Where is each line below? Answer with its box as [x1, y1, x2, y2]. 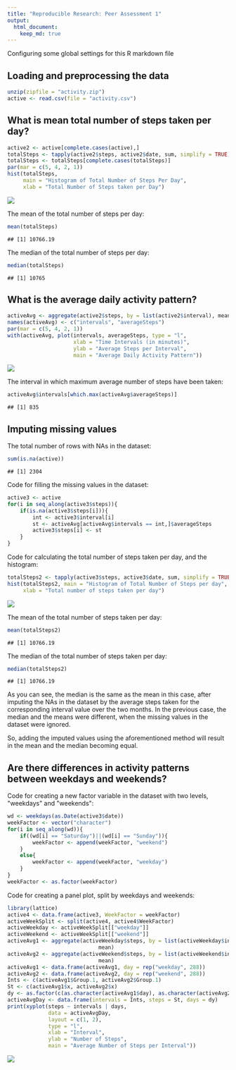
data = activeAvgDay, [48, 1009, 112, 1016]
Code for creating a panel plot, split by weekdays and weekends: [7, 891, 195, 899]
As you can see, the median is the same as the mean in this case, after [7, 690, 211, 699]
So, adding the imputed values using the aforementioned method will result [7, 734, 225, 742]
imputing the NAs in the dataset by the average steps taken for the [7, 698, 200, 706]
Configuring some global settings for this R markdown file [7, 49, 174, 58]
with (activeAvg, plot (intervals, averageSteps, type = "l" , [7, 332, 188, 339]
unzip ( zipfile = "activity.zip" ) [7, 89, 105, 96]
